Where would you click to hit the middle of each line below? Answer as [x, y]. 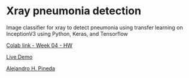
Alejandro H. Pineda [31, 68]
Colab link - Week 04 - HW [39, 45]
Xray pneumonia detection [74, 11]
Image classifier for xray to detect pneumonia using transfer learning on [95, 27]
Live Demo [19, 57]
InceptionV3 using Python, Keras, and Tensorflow [67, 33]
